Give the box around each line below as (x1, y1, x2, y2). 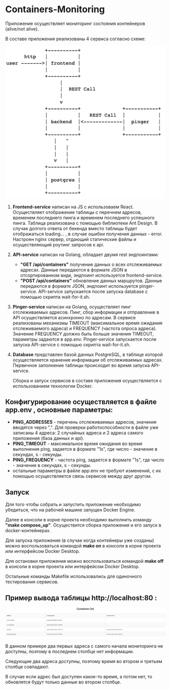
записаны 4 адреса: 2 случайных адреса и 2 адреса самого (12, 430, 144, 436)
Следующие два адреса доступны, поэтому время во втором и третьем (5, 658, 162, 665)
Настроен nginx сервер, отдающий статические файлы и (12, 236, 137, 242)
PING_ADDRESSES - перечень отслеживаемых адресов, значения (12, 419, 157, 425)
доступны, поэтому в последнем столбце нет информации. (5, 648, 134, 655)
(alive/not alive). (5, 25, 39, 32)
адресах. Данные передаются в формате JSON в (20, 266, 127, 273)
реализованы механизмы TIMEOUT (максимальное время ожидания (12, 320, 163, 326)
